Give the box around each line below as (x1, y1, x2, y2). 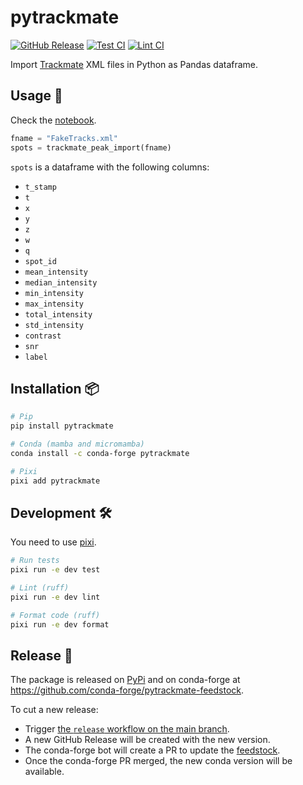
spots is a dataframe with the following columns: (10, 161, 210, 173)
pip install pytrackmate (10, 421, 114, 431)
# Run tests (10, 556, 60, 566)
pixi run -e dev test (10, 565, 101, 575)
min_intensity (24, 288, 84, 298)
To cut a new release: (10, 704, 99, 716)
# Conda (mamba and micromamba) (10, 439, 145, 450)
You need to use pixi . (10, 536, 97, 548)
